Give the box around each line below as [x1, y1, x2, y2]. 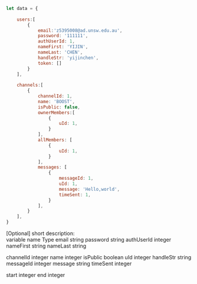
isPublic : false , [37, 104, 81, 110]
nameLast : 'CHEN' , [37, 49, 83, 55]
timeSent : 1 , [58, 191, 91, 197]
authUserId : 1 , [37, 38, 75, 44]
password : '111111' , [37, 33, 88, 39]
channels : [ [17, 82, 44, 88]
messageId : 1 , [58, 176, 94, 181]
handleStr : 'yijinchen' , [37, 55, 99, 61]
